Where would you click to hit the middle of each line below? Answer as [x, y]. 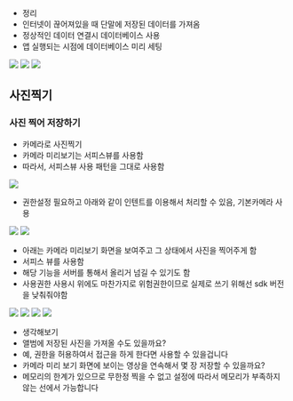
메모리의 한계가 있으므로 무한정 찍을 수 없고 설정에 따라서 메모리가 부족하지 [151, 376]
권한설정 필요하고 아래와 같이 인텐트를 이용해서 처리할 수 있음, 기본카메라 [147, 202]
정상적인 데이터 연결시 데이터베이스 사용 [91, 35]
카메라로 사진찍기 [52, 144]
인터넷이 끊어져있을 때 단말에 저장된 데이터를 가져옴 [111, 24]
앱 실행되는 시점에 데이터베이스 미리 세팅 [92, 46]
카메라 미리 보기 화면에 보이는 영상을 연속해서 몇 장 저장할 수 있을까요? [143, 365]
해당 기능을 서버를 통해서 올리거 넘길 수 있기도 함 [106, 272]
